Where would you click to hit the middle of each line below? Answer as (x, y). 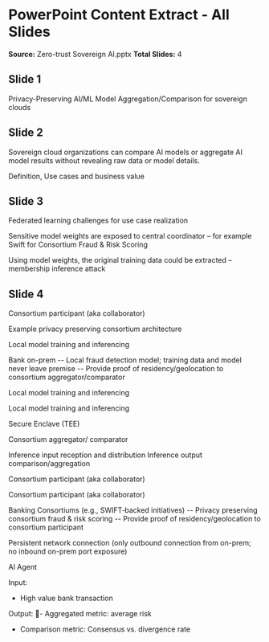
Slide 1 (25, 79)
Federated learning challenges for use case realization (98, 221)
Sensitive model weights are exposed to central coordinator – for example (130, 236)
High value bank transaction (67, 598)
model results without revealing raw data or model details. (104, 160)
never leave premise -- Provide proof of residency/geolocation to (116, 369)
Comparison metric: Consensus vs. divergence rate (105, 629)
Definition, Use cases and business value (76, 176)
